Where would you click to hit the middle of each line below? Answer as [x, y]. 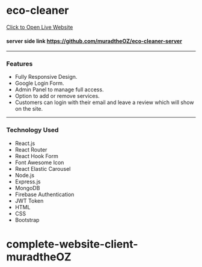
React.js [25, 143]
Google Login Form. [39, 83]
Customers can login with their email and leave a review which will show [104, 102]
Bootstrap [27, 219]
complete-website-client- [72, 244]
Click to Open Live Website [40, 27]
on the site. [29, 109]
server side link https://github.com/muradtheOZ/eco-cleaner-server [94, 41]
